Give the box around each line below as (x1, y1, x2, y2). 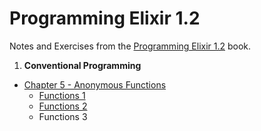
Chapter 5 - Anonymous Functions (23, 78, 167, 91)
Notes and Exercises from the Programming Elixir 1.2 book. (9, 40, 252, 52)
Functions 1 (38, 89, 86, 101)
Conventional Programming (23, 59, 142, 71)
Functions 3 (38, 110, 88, 122)
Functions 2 (38, 100, 88, 112)
